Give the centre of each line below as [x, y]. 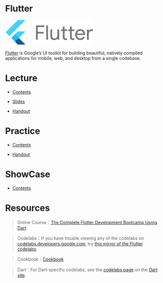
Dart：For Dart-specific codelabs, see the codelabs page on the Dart [87, 270]
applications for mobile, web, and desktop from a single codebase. [73, 58]
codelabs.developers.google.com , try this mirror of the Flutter [80, 243]
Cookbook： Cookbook [41, 259]
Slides [19, 101]
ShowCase [28, 174]
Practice [23, 131]
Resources [28, 208]
